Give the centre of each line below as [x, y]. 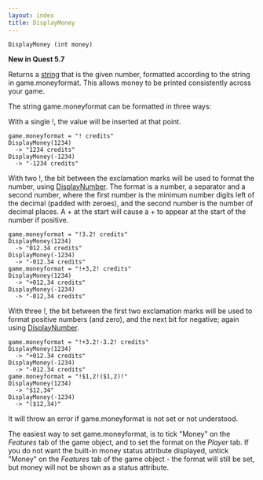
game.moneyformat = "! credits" [61, 136]
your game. [27, 90]
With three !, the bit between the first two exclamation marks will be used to [130, 311]
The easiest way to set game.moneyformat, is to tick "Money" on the [119, 434]
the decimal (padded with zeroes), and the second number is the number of [131, 203]
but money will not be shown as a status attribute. [89, 467]
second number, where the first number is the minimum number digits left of [131, 194]
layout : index [31, 15]
